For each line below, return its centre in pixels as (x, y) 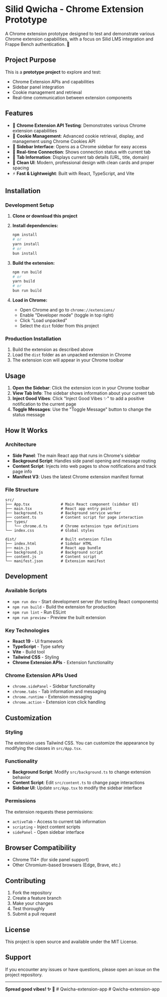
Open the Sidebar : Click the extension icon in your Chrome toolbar (81, 388)
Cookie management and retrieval (47, 92)
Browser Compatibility (41, 848)
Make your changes (33, 903)
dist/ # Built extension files (59, 539)
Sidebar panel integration (38, 87)
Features (19, 113)
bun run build (27, 291)
